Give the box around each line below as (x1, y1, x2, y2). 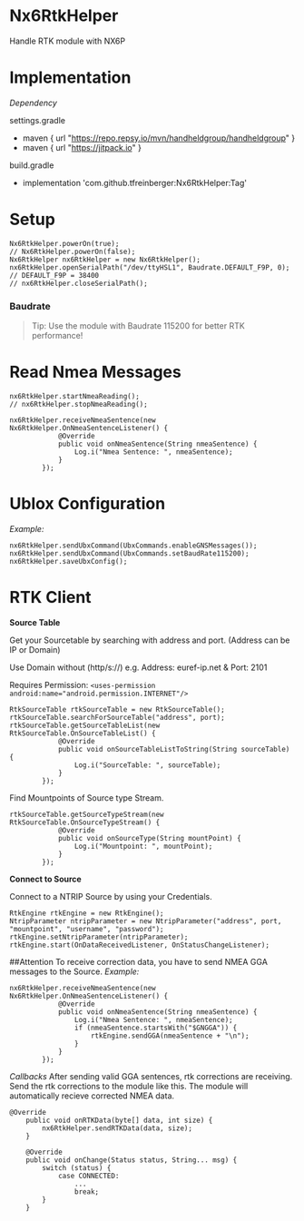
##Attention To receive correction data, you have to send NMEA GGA (9, 956, 268, 967)
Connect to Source (9, 873, 82, 884)
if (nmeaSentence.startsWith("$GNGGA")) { (74, 1023, 238, 1032)
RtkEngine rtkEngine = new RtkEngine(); (9, 909, 165, 918)
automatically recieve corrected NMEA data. (9, 1090, 175, 1101)
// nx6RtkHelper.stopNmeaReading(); (9, 400, 148, 409)
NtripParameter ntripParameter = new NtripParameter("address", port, (9, 916, 282, 926)
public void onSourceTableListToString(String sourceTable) (57, 744, 290, 753)
